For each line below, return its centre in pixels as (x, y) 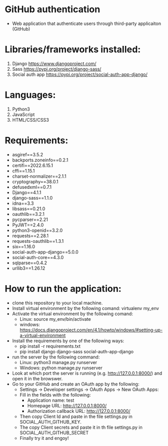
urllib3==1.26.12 (29, 268)
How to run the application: (63, 288)
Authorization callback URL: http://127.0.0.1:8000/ (79, 411)
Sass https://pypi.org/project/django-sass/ (57, 69)
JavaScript (23, 114)
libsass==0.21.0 (28, 208)
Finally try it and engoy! (44, 438)
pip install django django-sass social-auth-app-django (77, 351)
